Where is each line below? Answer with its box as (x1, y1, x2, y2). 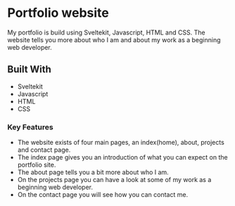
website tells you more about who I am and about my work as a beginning (7, 35, 221, 44)
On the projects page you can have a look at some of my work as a (17, 176, 212, 184)
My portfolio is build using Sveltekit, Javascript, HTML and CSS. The (7, 28, 205, 37)
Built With (7, 63, 51, 75)
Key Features (7, 122, 54, 131)
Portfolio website (7, 5, 109, 21)
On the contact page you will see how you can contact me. (17, 191, 189, 199)
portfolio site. (17, 160, 56, 169)
